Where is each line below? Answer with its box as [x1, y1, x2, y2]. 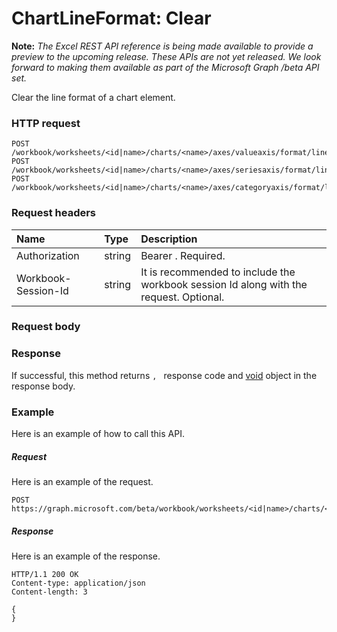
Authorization [16, 248, 80, 262]
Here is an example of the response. [11, 550, 161, 562]
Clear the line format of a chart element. [11, 91, 176, 103]
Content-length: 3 [11, 587, 88, 597]
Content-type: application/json [11, 578, 146, 588]
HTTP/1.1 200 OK [11, 569, 79, 579]
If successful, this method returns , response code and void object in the [11, 369, 318, 381]
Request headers [11, 206, 97, 220]
